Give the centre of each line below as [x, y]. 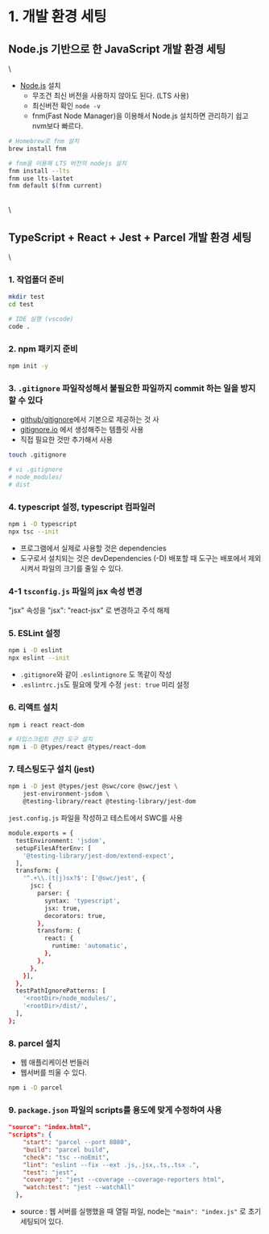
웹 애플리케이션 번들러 [55, 1063]
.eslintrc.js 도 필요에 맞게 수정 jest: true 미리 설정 [105, 684]
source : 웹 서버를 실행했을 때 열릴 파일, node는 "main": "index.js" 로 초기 [141, 1211]
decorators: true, [75, 916]
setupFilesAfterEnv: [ [54, 848]
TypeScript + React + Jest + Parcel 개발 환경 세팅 [130, 237]
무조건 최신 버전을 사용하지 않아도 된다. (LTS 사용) [110, 95]
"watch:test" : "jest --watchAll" [79, 1188]
